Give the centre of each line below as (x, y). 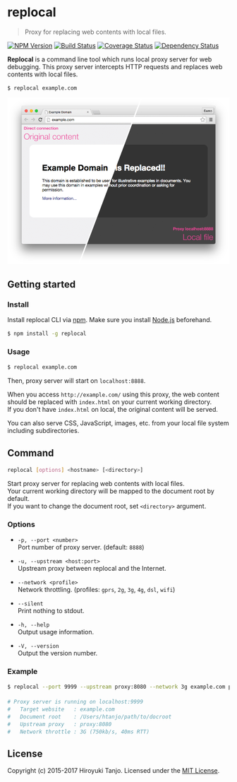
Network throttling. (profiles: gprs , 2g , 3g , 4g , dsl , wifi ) (96, 590)
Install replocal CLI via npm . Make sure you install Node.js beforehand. (110, 320)
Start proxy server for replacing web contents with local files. (96, 483)
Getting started (42, 284)
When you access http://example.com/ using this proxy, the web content (114, 395)
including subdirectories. (43, 431)
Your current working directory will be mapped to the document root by (111, 491)
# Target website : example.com (61, 710)
